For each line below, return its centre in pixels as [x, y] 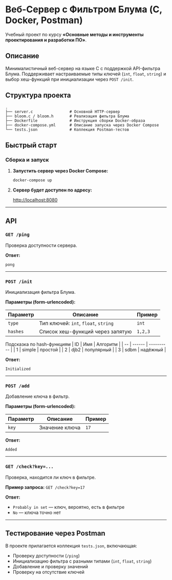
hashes [16, 332]
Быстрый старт [31, 145]
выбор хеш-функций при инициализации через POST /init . [70, 79]
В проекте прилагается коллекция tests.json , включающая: [71, 546]
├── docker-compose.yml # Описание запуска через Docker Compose [82, 125]
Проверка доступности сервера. [41, 245]
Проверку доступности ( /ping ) [46, 555]
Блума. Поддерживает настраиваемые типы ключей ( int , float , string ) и [86, 74]
